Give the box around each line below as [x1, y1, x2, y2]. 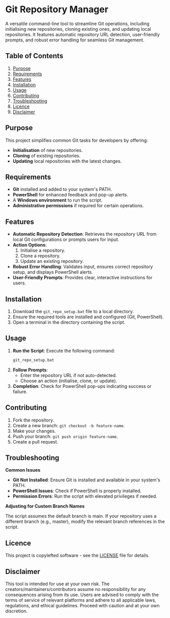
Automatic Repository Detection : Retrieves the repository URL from [12, 231, 157, 237]
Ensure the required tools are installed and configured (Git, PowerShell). [12, 314, 164, 320]
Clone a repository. [20, 253, 61, 259]
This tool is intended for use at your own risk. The [5, 581, 110, 587]
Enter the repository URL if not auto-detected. [20, 372, 117, 378]
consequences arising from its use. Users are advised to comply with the [5, 591, 159, 598]
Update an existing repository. [20, 258, 84, 264]
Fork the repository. [12, 417, 55, 423]
